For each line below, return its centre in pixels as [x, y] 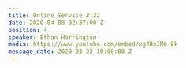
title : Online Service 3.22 [54, 15]
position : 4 [28, 30]
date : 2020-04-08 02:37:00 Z [56, 23]
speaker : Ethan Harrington [52, 37]
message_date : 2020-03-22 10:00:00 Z [70, 52]
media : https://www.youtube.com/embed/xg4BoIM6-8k [93, 45]
